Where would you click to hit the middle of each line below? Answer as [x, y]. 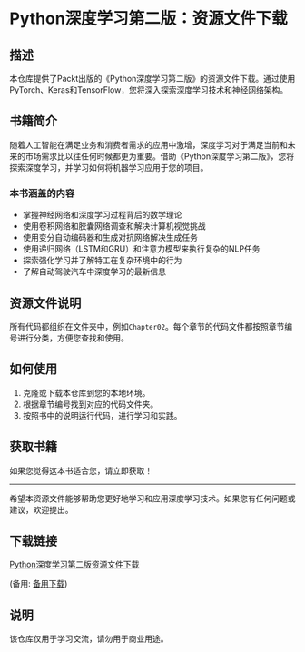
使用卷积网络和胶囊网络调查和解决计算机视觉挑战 [114, 226]
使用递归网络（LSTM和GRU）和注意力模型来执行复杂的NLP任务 [141, 249]
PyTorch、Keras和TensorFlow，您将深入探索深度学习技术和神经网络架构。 [149, 90]
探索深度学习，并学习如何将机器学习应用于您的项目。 [109, 167]
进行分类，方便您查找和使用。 [73, 338]
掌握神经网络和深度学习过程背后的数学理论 [102, 215]
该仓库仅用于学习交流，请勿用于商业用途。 [89, 639]
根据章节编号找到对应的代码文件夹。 [90, 404]
